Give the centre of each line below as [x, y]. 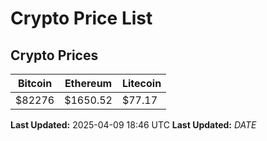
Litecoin [141, 83]
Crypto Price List [81, 18]
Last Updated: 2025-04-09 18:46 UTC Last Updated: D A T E [133, 125]
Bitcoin [35, 83]
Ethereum [88, 83]
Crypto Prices [54, 55]
